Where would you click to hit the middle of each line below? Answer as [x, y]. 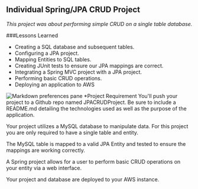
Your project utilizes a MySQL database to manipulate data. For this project [97, 126]
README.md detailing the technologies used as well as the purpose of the [97, 108]
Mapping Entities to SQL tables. [53, 59]
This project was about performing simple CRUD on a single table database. [99, 24]
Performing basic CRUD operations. [58, 78]
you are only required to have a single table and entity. [72, 132]
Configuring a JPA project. [47, 53]
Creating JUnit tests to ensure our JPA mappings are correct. [89, 66]
